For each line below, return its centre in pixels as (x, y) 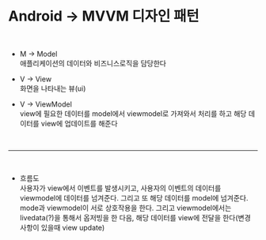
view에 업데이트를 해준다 (79, 123)
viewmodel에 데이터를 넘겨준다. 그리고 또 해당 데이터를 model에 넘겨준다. (134, 197)
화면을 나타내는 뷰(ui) (53, 88)
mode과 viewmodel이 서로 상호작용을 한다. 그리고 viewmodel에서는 (125, 208)
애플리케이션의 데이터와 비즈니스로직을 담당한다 (93, 63)
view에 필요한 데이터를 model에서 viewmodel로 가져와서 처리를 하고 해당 (133, 113)
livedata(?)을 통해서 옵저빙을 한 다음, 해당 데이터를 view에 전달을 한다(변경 (135, 217)
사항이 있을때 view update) (62, 227)
